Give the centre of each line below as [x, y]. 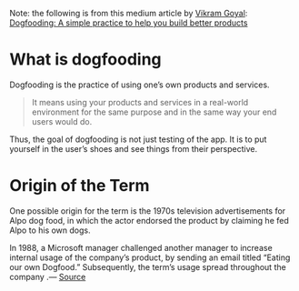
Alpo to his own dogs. [50, 230]
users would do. [62, 121]
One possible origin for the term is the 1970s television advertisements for [148, 211]
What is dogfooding [85, 60]
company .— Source [48, 276]
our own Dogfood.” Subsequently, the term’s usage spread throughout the [148, 266]
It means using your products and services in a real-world [140, 102]
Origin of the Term [80, 186]
